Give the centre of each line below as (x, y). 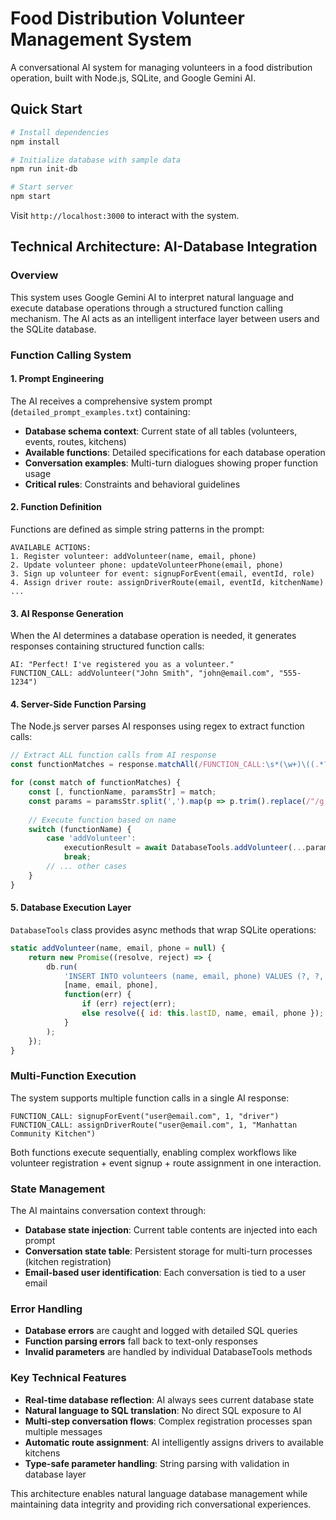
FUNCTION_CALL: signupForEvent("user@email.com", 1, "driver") (145, 1116)
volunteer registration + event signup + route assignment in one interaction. (166, 1163)
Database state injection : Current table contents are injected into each (171, 1229)
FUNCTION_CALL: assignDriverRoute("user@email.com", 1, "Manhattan (154, 1125)
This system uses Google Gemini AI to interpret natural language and (152, 297)
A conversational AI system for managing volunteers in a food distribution (161, 67)
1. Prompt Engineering (57, 379)
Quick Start (46, 109)
